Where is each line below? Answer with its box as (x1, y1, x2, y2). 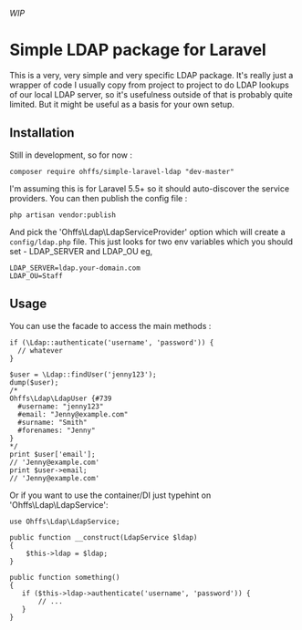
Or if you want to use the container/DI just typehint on (9, 490, 212, 501)
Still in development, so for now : (9, 150, 133, 160)
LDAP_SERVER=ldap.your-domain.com (9, 263, 141, 273)
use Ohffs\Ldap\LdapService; (9, 517, 120, 526)
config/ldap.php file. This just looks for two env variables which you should (9, 236, 294, 247)
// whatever (17, 346, 64, 355)
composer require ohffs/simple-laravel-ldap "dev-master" (9, 167, 234, 176)
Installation (9, 125, 75, 140)
